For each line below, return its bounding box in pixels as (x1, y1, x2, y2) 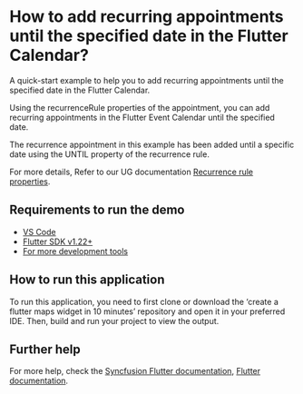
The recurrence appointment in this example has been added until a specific (9, 139, 295, 150)
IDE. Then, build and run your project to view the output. (9, 315, 220, 326)
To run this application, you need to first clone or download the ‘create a (9, 296, 279, 307)
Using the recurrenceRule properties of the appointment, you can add (9, 102, 270, 113)
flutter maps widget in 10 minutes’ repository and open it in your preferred (9, 306, 286, 317)
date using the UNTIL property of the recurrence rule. (9, 148, 210, 160)
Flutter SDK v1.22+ (22, 236, 93, 247)
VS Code (22, 226, 56, 237)
